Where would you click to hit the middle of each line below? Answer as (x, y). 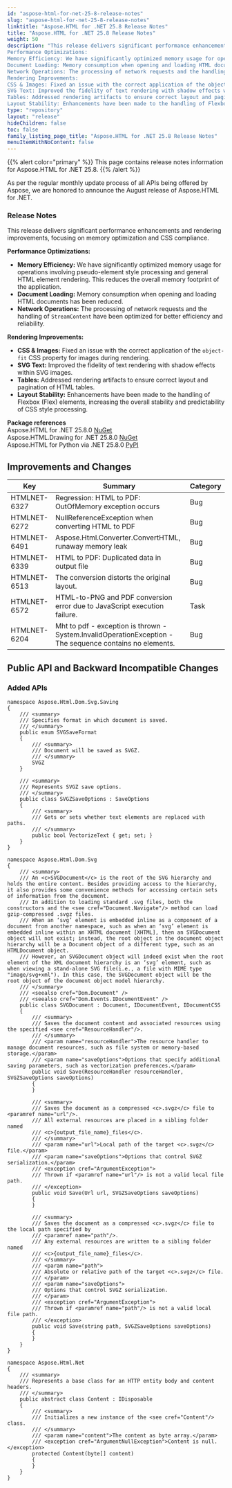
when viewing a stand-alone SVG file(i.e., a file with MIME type (105, 968)
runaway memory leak (91, 547)
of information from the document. (58, 896)
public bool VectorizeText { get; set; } (93, 835)
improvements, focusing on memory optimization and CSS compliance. (108, 238)
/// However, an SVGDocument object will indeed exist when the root (122, 957)
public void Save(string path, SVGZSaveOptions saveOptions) (122, 1326)
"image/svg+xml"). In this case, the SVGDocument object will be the (109, 975)
